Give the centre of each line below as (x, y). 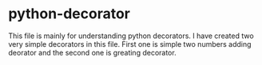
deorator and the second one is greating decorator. (93, 52)
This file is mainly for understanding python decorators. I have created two (131, 36)
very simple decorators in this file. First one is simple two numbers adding (130, 44)
